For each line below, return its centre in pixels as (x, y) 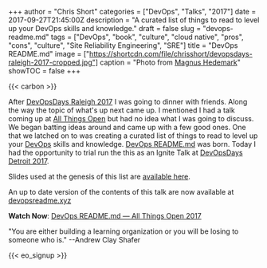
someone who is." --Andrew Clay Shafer (75, 240)
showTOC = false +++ (45, 71)
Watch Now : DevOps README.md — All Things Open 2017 (105, 216)
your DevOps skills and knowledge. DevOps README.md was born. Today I (132, 144)
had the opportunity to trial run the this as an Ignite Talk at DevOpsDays (126, 152)
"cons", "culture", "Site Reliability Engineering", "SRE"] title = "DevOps (123, 45)
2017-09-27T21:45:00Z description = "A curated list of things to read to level (134, 20)
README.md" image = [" (49, 54)
